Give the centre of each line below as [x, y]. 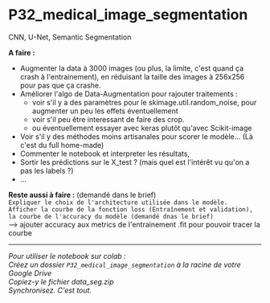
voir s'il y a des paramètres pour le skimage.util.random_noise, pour [144, 102]
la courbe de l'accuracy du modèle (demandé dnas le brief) [111, 216]
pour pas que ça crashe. [61, 85]
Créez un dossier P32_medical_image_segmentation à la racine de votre [125, 264]
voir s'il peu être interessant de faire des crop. [108, 119]
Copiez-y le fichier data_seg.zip [61, 281]
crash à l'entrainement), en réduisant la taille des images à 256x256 [132, 76]
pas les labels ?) [47, 170]
